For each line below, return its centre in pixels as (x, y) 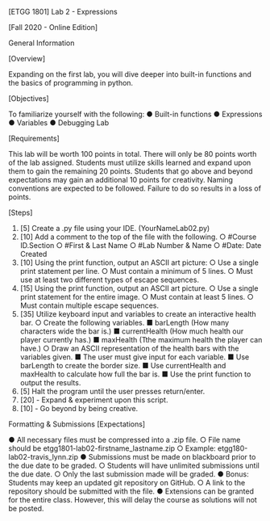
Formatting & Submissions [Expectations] (77, 424)
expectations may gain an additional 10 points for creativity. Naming (121, 180)
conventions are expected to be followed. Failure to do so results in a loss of (135, 188)
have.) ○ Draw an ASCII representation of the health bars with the (129, 348)
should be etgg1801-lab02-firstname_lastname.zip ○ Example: (112, 448)
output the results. (50, 382)
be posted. (26, 508)
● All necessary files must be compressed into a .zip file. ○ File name (125, 440)
